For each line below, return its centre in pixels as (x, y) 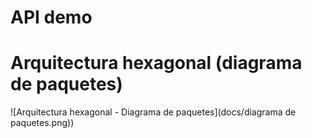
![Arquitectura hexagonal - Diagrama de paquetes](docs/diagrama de (153, 112)
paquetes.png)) (42, 123)
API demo (51, 17)
